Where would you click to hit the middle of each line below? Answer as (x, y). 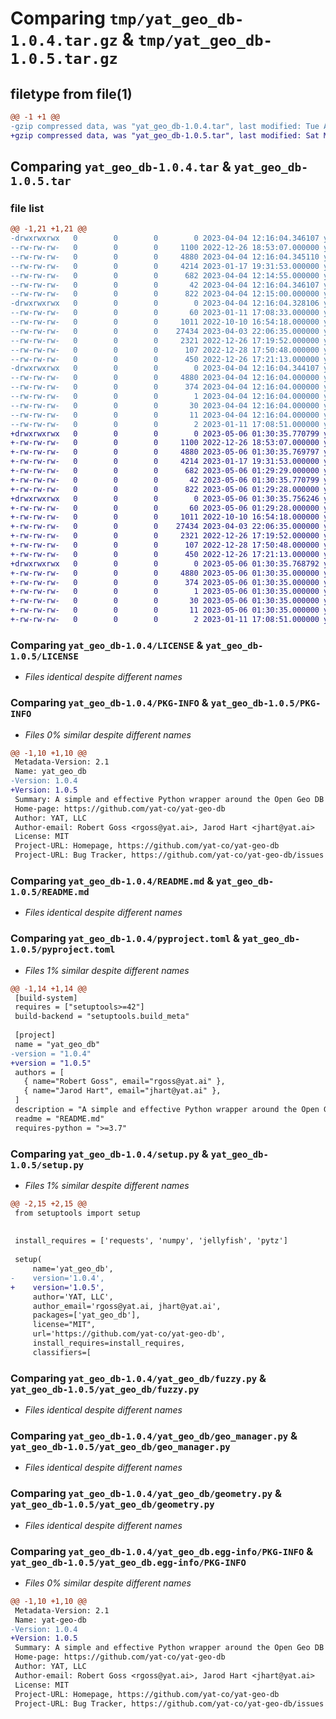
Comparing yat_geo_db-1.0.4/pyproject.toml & (125, 939)
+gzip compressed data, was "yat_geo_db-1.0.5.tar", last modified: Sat (165, 135)
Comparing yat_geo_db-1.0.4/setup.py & (109, 1154)
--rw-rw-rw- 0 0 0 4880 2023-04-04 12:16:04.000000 (165, 378)
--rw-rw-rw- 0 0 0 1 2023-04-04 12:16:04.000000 (165, 397)
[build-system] (46, 998)
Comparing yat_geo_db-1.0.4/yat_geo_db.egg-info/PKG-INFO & (162, 1551)
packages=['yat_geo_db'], (86, 1315)
